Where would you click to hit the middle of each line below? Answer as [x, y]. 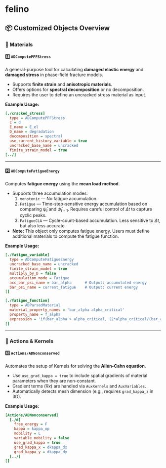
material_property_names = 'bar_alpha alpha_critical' [67, 310]
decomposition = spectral [36, 136]
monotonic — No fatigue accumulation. [59, 198]
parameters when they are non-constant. [54, 381]
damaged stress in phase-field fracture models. [54, 75]
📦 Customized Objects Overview [58, 28]
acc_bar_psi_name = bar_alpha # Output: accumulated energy [78, 283]
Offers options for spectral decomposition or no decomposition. [78, 89]
